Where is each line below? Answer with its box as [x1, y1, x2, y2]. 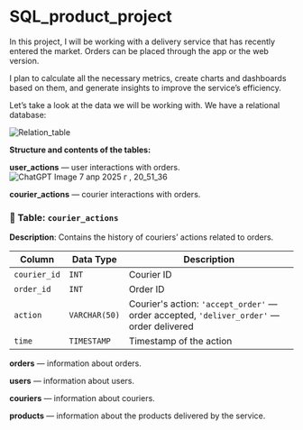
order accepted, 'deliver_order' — [128, 309, 280, 322]
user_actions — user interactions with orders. [9, 161, 180, 172]
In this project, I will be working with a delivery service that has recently [9, 36, 276, 47]
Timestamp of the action [128, 335, 233, 348]
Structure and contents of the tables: [9, 144, 151, 155]
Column [19, 253, 55, 266]
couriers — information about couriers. [9, 393, 155, 404]
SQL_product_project [9, 6, 173, 27]
